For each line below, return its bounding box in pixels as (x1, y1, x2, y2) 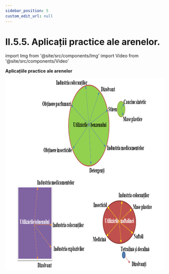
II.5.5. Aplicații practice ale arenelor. (5, 36, 160, 48)
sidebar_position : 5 (5, 8, 49, 13)
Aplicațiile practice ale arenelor (5, 68, 72, 74)
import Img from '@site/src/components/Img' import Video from (5, 53, 139, 59)
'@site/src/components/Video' (5, 58, 69, 64)
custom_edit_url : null (5, 13, 53, 19)
